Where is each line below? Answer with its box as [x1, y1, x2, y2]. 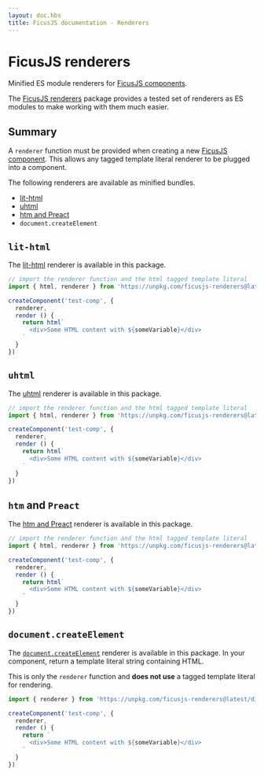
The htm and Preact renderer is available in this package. [8, 519, 193, 529]
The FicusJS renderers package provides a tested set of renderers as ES [8, 94, 244, 103]
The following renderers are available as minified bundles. [8, 178, 196, 187]
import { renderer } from [8, 695, 93, 703]
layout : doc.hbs [8, 11, 61, 20]
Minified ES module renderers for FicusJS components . [8, 79, 188, 88]
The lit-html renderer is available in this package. [8, 261, 167, 270]
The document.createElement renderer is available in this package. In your [8, 648, 245, 657]
